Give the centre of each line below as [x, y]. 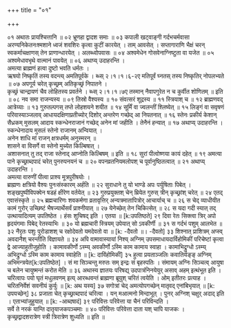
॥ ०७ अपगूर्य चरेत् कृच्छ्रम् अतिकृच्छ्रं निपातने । [58, 84]
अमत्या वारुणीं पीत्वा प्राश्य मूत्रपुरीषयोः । [49, 177]
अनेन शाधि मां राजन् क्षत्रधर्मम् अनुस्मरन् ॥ [52, 138]
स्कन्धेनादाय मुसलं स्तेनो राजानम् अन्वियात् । [55, 130]
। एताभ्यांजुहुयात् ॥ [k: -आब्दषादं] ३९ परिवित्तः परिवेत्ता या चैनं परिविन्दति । [88, 301]
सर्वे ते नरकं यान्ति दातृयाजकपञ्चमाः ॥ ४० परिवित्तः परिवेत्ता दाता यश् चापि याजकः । [96, 309]
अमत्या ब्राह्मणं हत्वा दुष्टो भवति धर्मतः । [48, 68]
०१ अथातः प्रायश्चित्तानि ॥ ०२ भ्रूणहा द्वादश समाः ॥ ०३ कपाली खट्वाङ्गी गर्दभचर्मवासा [98, 37]
